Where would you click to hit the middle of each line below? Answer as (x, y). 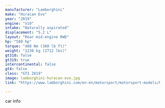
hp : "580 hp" (18, 42)
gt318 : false (18, 55)
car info (13, 101)
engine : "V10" (20, 23)
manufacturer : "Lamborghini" (35, 10)
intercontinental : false (30, 64)
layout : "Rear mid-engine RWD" (37, 37)
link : (11, 82)
